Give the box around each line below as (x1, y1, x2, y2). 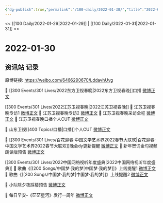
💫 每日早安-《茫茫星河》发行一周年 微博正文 (5, 192, 93, 198)
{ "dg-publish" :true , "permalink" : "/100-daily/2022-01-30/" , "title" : (5, 7, 145, 12)
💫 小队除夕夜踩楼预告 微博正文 (5, 182, 66, 187)
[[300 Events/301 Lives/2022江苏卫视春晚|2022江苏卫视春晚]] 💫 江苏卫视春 (5, 104, 156, 110)
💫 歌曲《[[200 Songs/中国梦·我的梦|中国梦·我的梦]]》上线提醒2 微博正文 (5, 171, 148, 177)
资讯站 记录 (5, 63, 39, 72)
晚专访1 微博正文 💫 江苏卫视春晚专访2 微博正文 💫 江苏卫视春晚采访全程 (5, 110, 146, 116)
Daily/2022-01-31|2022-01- (101, 20, 157, 26)
